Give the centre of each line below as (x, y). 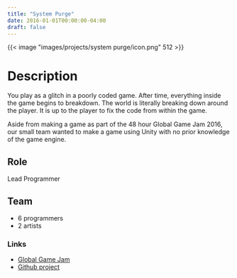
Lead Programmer (34, 179)
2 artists (29, 226)
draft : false (27, 27)
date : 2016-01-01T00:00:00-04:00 (57, 21)
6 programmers (40, 218)
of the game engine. (37, 140)
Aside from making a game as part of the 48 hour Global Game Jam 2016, (115, 124)
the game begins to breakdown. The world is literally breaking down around (118, 103)
